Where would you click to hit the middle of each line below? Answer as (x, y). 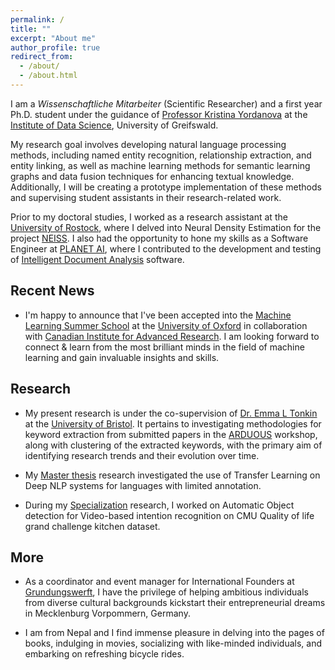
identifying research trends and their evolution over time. (142, 455)
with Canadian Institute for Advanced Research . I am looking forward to (172, 336)
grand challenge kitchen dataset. (92, 526)
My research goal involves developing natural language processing (148, 144)
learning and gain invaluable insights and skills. (122, 357)
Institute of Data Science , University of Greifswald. (114, 125)
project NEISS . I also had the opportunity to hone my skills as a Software (159, 238)
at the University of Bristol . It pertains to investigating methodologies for (173, 423)
